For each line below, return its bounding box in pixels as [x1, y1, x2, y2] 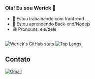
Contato [5, 55, 31, 64]
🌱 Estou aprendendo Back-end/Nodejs [12, 21, 91, 27]
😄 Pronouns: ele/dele [12, 26, 57, 32]
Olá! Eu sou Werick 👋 [5, 4, 56, 11]
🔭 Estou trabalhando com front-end [12, 16, 84, 22]
